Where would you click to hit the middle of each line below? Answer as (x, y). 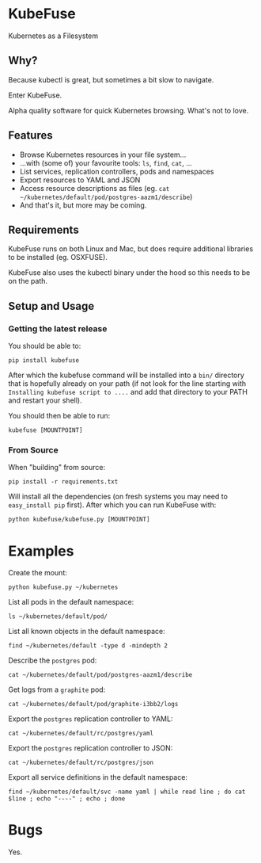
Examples (41, 551)
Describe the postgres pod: (53, 661)
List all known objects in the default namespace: (87, 632)
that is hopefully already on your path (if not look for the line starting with (127, 384)
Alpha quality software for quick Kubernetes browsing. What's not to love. (129, 110)
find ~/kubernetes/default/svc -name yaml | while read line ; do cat (127, 792)
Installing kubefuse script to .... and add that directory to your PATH (128, 392)
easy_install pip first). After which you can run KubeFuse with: (112, 505)
